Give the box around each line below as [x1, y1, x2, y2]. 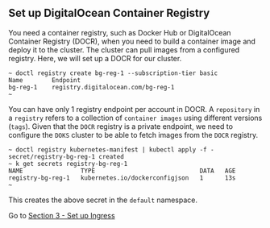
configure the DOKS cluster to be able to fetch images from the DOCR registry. [8, 130, 259, 139]
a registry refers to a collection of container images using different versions [8, 113, 263, 122]
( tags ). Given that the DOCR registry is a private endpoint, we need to [8, 121, 234, 131]
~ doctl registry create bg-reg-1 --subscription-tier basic [8, 68, 218, 77]
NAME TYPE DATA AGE [8, 167, 236, 175]
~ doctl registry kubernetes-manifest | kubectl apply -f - [8, 145, 215, 154]
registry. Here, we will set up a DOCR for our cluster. [8, 53, 182, 63]
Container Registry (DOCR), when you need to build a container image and [8, 36, 256, 46]
